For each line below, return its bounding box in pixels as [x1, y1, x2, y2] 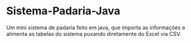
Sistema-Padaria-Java [6, 4, 121, 18]
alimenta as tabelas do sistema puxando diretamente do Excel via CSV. [6, 30, 181, 37]
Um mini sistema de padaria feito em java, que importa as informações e [6, 24, 186, 31]
